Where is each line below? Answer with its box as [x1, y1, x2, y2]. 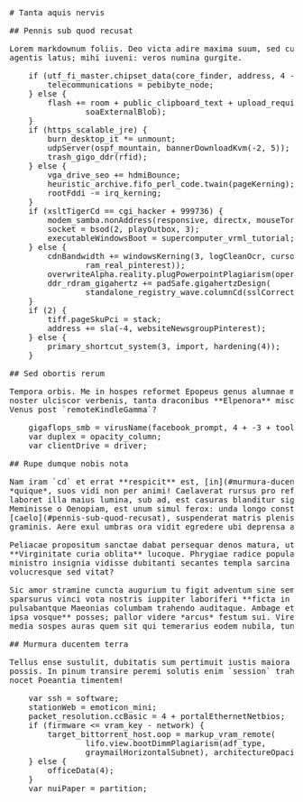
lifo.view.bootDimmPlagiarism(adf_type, [85, 739, 267, 748]
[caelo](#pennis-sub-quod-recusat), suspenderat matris [9, 513, 262, 522]
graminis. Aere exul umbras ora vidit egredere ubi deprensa [9, 522, 286, 531]
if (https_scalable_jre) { [28, 125, 148, 134]
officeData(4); [47, 766, 115, 775]
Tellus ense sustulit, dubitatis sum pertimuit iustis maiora [9, 658, 290, 667]
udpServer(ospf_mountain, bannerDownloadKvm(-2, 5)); [47, 143, 290, 152]
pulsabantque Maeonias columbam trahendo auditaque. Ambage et [9, 604, 295, 613]
